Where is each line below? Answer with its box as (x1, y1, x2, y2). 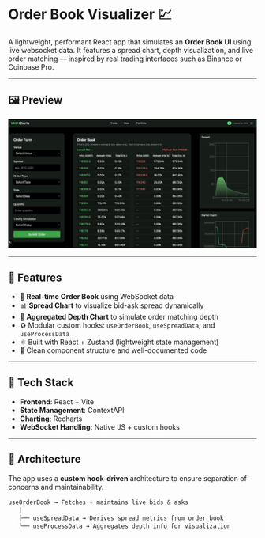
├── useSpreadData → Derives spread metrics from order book (18, 514, 224, 522)
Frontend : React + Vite (19, 396, 95, 407)
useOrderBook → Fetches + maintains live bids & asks (8, 498, 189, 506)
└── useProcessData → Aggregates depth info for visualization (18, 522, 231, 530)
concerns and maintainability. (8, 482, 104, 491)
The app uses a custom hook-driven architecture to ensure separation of (8, 473, 247, 483)
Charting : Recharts (19, 414, 83, 423)
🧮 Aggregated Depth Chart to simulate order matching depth (19, 312, 219, 321)
